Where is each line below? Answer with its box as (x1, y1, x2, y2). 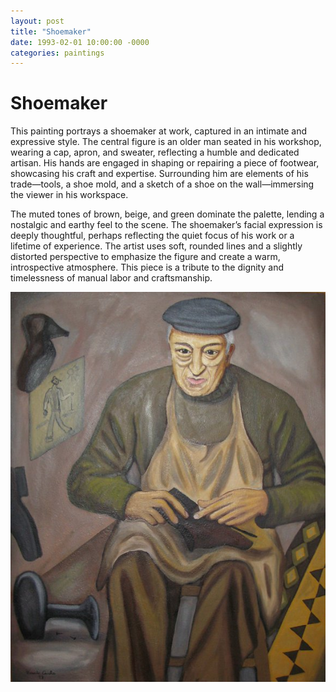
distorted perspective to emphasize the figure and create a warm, (10, 251, 281, 263)
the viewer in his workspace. (10, 189, 129, 201)
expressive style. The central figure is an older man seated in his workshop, (10, 136, 322, 148)
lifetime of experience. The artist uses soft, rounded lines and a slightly (10, 240, 303, 252)
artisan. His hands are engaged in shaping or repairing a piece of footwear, (10, 157, 320, 169)
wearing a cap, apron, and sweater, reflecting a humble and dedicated (10, 146, 300, 159)
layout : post (10, 16, 65, 26)
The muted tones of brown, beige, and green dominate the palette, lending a (10, 208, 325, 220)
